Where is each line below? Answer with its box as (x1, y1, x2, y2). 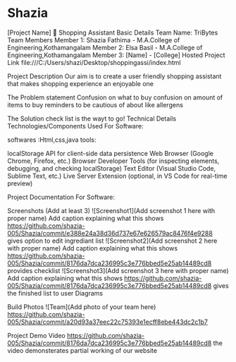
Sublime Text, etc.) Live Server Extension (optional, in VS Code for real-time (7, 171, 228, 180)
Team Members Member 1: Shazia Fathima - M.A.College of (7, 35, 180, 44)
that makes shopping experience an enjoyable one (7, 79, 154, 88)
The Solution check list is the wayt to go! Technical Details (7, 114, 177, 123)
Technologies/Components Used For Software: (7, 121, 144, 130)
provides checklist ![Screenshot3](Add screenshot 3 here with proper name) (7, 266, 229, 274)
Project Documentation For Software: (7, 193, 115, 201)
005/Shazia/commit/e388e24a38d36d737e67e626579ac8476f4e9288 (7, 229, 213, 237)
